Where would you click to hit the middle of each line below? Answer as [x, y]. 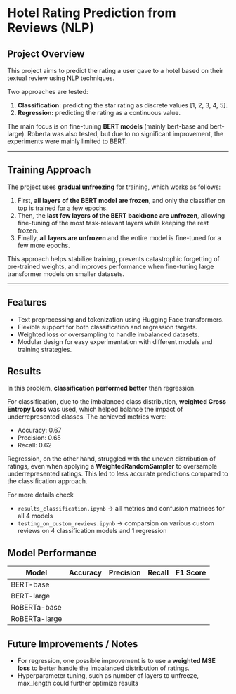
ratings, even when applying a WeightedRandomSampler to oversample [112, 466]
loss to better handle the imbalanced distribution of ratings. [103, 668]
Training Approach [49, 170]
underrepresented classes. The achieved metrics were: [87, 417]
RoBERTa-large [37, 619]
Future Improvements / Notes [73, 644]
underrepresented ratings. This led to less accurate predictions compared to [118, 474]
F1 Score [191, 572]
